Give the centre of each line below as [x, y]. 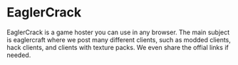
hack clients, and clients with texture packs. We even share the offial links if [118, 47]
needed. [19, 55]
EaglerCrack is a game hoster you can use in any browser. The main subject [118, 32]
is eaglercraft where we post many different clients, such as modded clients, [119, 39]
